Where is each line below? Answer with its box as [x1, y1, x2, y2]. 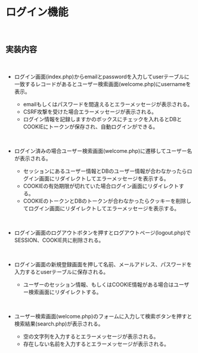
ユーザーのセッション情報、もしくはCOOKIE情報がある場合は [23, 281, 174, 288]
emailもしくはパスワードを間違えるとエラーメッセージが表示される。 [23, 100, 193, 108]
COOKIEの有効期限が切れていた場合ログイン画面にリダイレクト [23, 182, 180, 189]
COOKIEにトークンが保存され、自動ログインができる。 [23, 123, 159, 130]
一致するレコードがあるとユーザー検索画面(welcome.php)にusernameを [14, 80, 191, 87]
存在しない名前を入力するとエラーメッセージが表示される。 [23, 340, 169, 347]
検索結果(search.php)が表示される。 [14, 320, 104, 327]
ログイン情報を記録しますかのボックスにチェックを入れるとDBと [23, 115, 182, 122]
